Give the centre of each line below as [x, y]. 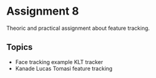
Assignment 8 [43, 11]
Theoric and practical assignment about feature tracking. [78, 28]
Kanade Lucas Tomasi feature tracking [64, 68]
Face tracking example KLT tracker [59, 62]
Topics [20, 47]
